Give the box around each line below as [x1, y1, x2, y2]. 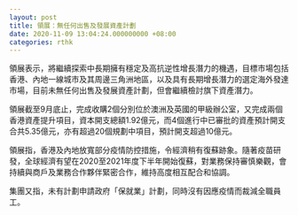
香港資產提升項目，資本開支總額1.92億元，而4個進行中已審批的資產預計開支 [9, 115, 286, 126]
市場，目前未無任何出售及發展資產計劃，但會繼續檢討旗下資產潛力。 [9, 85, 258, 96]
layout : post [9, 12, 58, 22]
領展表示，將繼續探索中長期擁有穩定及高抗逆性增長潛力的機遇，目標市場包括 [9, 63, 289, 73]
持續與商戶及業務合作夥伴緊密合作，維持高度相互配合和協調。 [9, 167, 235, 178]
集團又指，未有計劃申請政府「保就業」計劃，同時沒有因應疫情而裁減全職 [9, 186, 273, 196]
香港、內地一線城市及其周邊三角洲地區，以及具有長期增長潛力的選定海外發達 [9, 74, 289, 85]
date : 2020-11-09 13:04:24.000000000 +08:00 [9, 29, 176, 38]
